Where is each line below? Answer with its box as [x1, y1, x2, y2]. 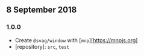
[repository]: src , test [14, 43, 70, 50]
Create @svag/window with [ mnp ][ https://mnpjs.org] [14, 36, 138, 44]
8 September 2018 [6, 5, 77, 15]
